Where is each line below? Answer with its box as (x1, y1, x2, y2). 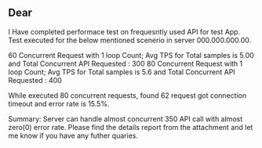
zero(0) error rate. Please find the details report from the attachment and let (8, 122, 253, 132)
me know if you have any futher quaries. (8, 131, 139, 140)
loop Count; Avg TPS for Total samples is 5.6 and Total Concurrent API (8, 67, 235, 77)
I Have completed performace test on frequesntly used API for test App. (8, 27, 241, 36)
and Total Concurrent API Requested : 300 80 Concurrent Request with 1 (8, 59, 243, 68)
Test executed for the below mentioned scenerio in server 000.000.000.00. (8, 35, 252, 45)
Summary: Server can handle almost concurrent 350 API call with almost (8, 114, 243, 124)
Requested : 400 (8, 75, 63, 85)
